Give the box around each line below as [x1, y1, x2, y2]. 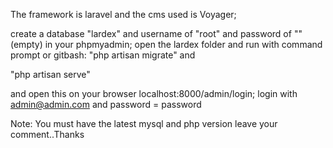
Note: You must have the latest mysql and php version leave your [10, 118, 278, 129]
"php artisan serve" [10, 69, 91, 80]
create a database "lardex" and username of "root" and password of [10, 28, 292, 39]
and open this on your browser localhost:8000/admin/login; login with [10, 88, 298, 99]
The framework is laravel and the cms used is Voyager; [10, 9, 237, 20]
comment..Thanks [10, 129, 85, 140]
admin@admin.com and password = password [10, 99, 202, 110]
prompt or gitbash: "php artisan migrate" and [10, 49, 196, 61]
